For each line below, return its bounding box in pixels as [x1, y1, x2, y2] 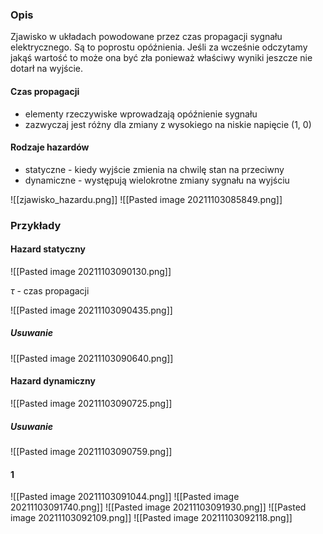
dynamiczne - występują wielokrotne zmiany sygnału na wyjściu [24, 174, 290, 186]
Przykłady [10, 218, 62, 232]
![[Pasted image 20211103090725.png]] [10, 398, 173, 409]
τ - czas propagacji [10, 284, 90, 297]
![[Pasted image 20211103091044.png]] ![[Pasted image [10, 491, 240, 503]
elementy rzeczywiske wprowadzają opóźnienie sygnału [24, 108, 258, 120]
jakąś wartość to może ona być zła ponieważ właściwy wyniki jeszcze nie [10, 52, 313, 64]
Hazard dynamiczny [10, 375, 96, 387]
